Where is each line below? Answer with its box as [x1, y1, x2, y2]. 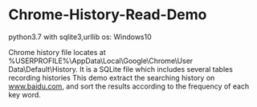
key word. [8, 89, 42, 99]
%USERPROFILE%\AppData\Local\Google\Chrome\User [8, 56, 194, 65]
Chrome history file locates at [8, 47, 106, 57]
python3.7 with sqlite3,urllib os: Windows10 [8, 32, 153, 42]
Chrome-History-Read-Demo [8, 6, 207, 24]
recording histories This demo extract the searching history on [8, 73, 215, 82]
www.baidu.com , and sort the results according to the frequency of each [8, 81, 250, 91]
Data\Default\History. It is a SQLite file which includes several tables [8, 64, 233, 73]
